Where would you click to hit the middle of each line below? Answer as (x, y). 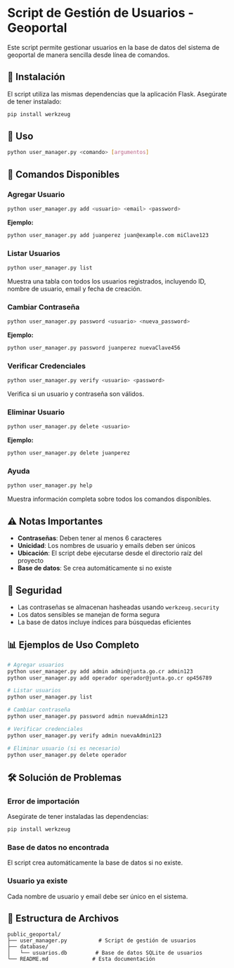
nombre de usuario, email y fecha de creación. (75, 288)
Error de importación (44, 801)
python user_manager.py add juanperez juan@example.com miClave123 (108, 235)
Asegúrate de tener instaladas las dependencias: (78, 817)
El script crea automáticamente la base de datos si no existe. (95, 862)
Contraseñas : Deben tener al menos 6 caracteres (90, 538)
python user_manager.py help (50, 486)
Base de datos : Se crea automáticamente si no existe (95, 568)
